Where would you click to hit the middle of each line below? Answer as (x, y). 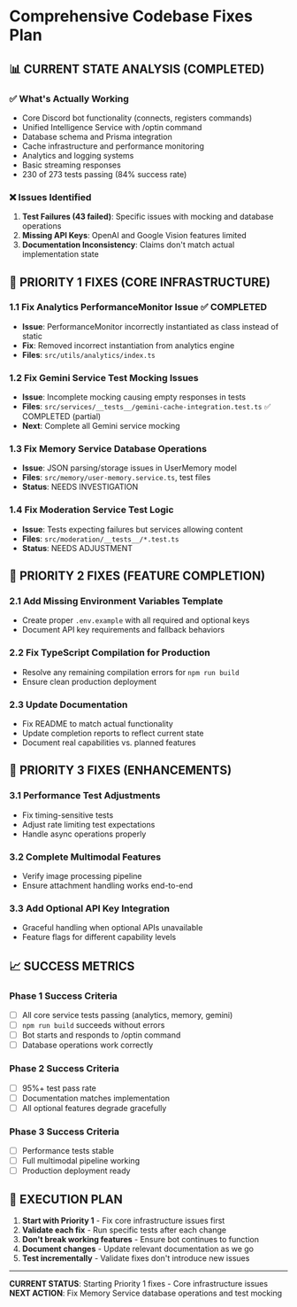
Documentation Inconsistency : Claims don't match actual (128, 245)
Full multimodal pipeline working (80, 1161)
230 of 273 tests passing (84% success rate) (104, 174)
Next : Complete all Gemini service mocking (101, 426)
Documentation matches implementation (96, 1098)
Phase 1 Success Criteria (63, 996)
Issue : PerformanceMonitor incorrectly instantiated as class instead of (150, 326)
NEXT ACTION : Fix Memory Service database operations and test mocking (146, 1293)
